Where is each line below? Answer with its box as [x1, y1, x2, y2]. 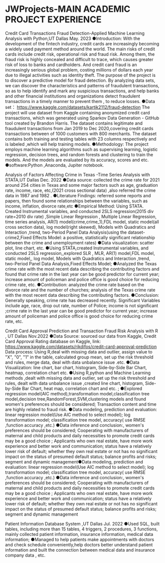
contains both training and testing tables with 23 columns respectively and [5, 136, 157, 141]
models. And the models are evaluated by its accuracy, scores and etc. [5, 157, 149, 163]
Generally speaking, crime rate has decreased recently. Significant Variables [5, 297, 161, 303]
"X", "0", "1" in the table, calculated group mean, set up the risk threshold [5, 354, 154, 360]
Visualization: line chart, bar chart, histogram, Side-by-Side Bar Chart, [5, 364, 147, 370]
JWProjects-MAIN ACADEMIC [5, 3, 131, 15]
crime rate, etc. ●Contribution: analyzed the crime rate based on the [5, 281, 144, 287]
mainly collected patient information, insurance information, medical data [5, 531, 154, 537]
